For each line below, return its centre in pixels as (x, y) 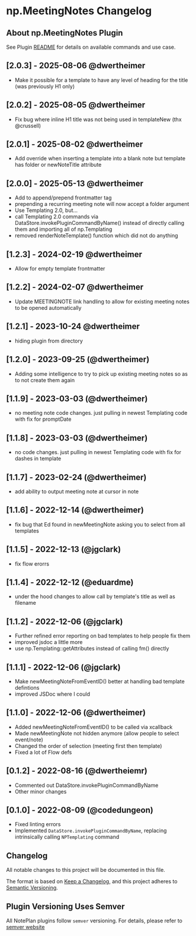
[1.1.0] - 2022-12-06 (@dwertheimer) (76, 713)
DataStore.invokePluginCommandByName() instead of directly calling (99, 223)
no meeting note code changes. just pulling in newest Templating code (101, 413)
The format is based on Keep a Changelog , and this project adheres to (92, 881)
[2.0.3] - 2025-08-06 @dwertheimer (76, 66)
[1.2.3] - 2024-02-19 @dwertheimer (74, 254)
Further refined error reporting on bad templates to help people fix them (102, 636)
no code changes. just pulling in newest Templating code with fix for (98, 452)
